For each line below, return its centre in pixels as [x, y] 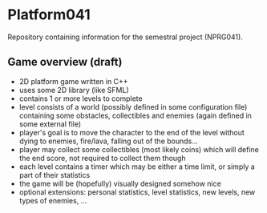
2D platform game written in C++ [74, 81]
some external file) [50, 124]
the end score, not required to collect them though [102, 158]
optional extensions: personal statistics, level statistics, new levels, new [137, 192]
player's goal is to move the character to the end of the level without [132, 132]
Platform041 [49, 15]
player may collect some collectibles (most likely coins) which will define [139, 149]
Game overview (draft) [65, 62]
